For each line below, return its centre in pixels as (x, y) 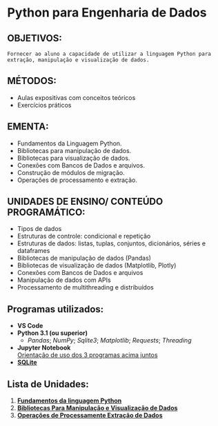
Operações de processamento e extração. (77, 180)
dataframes (33, 251)
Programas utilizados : (56, 309)
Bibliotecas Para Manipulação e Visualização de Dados (97, 408)
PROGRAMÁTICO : (46, 213)
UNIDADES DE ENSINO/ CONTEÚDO (85, 202)
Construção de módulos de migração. (71, 172)
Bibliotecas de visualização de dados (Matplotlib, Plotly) (97, 265)
